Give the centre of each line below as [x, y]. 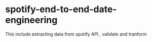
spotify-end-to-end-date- [61, 9]
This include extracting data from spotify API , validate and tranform [76, 34]
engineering [31, 20]
